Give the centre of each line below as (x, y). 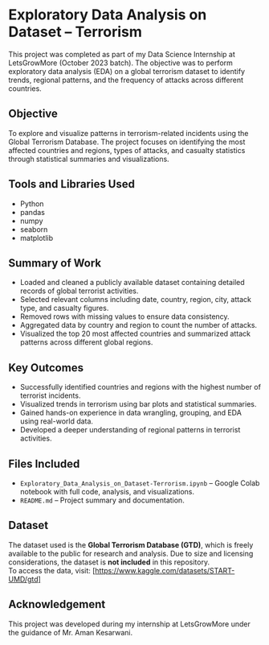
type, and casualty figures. (64, 308)
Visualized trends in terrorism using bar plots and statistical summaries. (138, 404)
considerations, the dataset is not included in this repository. (109, 562)
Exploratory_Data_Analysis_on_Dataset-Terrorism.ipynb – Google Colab (140, 483)
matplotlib (37, 238)
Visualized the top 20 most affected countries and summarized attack (135, 334)
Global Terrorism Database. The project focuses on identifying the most (127, 142)
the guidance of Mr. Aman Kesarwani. (71, 632)
